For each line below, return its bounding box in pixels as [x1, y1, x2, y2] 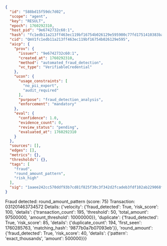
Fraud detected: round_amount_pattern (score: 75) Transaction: [5, 198, 135, 204]
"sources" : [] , [9, 143, 41, 149]
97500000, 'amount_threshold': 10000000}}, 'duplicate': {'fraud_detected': [5, 214, 159, 220]
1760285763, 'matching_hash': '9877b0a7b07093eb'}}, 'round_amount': [5, 225, 153, 231]
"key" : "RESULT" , [9, 18, 46, 23]
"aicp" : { [9, 42, 30, 47]
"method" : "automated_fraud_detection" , [18, 60, 103, 65]
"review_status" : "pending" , [18, 125, 79, 130]
